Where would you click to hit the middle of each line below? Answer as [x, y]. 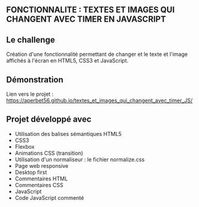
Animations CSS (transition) [49, 153]
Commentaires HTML [41, 178]
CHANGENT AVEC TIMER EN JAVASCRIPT [86, 20]
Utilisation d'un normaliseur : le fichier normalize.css [80, 159]
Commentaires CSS [39, 185]
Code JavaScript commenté [49, 197]
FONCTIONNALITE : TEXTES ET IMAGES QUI [91, 10]
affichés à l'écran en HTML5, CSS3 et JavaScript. [67, 61]
